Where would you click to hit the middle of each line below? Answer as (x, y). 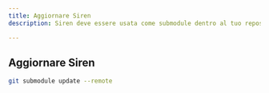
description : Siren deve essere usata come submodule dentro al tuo (125, 23)
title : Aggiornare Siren (50, 16)
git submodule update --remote (60, 81)
